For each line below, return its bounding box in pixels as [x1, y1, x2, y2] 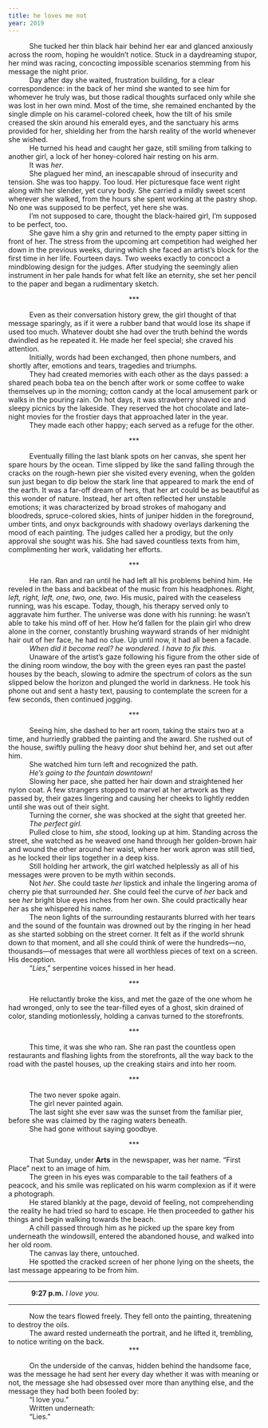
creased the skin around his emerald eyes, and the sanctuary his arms [8, 117, 239, 127]
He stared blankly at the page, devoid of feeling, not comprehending [29, 1197, 254, 1207]
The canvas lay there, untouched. [29, 1248, 140, 1258]
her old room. [8, 1239, 53, 1249]
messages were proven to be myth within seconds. [8, 869, 176, 879]
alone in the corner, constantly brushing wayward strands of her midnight [8, 626, 250, 636]
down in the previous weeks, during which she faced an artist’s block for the [8, 245, 259, 254]
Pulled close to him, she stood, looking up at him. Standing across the [29, 827, 258, 837]
